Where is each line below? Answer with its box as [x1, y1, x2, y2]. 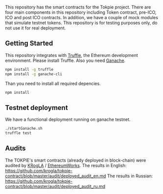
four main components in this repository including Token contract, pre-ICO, [5, 9, 157, 15]
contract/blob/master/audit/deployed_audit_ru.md [5, 183, 106, 189]
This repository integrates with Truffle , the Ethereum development [5, 52, 138, 58]
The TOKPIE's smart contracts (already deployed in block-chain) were [5, 157, 146, 163]
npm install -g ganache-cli [5, 71, 63, 77]
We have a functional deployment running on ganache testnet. [5, 116, 131, 122]
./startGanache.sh [5, 126, 43, 131]
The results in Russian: [107, 173, 153, 179]
